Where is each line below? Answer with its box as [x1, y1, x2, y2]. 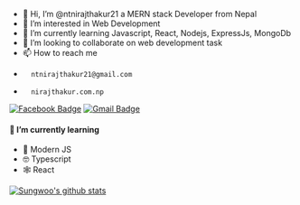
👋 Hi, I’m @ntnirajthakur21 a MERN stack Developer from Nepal [22, 9, 258, 19]
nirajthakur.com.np [31, 88, 104, 97]
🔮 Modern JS [22, 144, 72, 155]
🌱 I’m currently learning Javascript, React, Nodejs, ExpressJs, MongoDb [22, 28, 292, 38]
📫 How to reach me [22, 48, 98, 58]
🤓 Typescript [22, 154, 71, 164]
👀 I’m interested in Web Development [22, 18, 161, 29]
